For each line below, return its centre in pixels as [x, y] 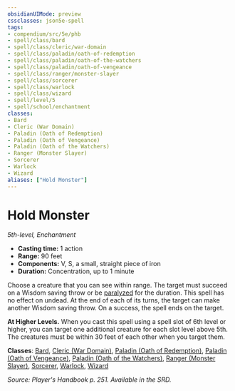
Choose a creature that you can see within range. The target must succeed [117, 285]
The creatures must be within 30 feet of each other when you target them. [116, 337]
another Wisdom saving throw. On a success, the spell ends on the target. [116, 308]
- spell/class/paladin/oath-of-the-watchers [74, 61]
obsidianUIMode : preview [44, 14]
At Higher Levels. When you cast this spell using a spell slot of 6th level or [117, 322]
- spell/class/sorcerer [43, 80]
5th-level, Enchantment [42, 235]
